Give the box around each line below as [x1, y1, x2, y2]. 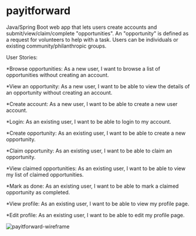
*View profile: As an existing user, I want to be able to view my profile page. [6, 200, 190, 207]
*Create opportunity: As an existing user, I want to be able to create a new [6, 129, 186, 137]
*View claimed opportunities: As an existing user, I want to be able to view [6, 165, 186, 172]
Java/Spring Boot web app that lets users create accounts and [6, 24, 157, 31]
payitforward [6, 4, 71, 18]
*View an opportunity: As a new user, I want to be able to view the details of [6, 82, 190, 89]
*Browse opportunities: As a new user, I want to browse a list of [6, 65, 160, 72]
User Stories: [6, 54, 38, 61]
